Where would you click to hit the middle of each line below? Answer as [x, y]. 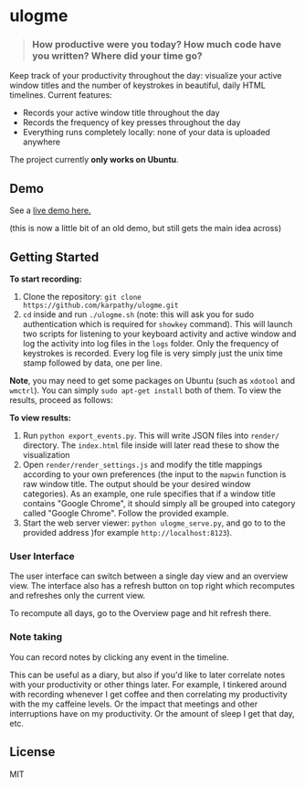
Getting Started [54, 257]
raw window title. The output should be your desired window [137, 484]
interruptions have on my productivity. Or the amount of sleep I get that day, [152, 713]
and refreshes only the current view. [78, 596]
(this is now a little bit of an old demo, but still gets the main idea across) [146, 229]
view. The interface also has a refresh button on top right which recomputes [152, 586]
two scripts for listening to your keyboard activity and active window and [159, 334]
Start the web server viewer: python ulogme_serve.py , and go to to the [154, 523]
